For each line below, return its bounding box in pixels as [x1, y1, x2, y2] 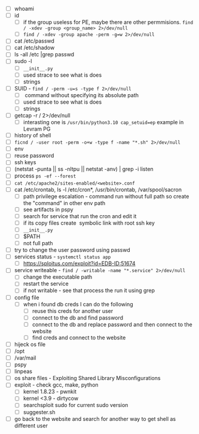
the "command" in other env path [23, 199, 106, 206]
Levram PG [23, 125, 51, 132]
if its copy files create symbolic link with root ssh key [23, 219, 155, 227]
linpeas [14, 368, 32, 375]
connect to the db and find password [32, 314, 124, 321]
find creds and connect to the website [32, 334, 126, 341]
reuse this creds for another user [32, 307, 114, 314]
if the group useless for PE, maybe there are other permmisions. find [23, 19, 194, 26]
